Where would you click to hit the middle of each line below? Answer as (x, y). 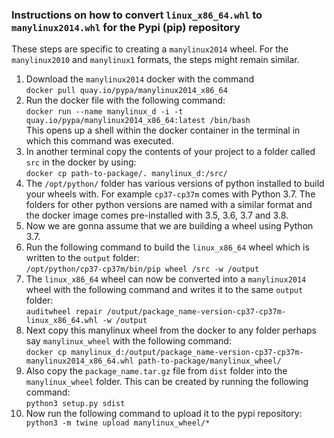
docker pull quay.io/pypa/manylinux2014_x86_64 (126, 91)
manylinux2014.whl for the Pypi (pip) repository (126, 27)
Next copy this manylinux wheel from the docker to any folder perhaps (171, 330)
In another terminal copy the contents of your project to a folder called (170, 152)
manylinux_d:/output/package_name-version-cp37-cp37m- (187, 353)
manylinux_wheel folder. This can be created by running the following (167, 382)
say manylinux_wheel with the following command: (128, 341)
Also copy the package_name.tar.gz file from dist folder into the (156, 371)
